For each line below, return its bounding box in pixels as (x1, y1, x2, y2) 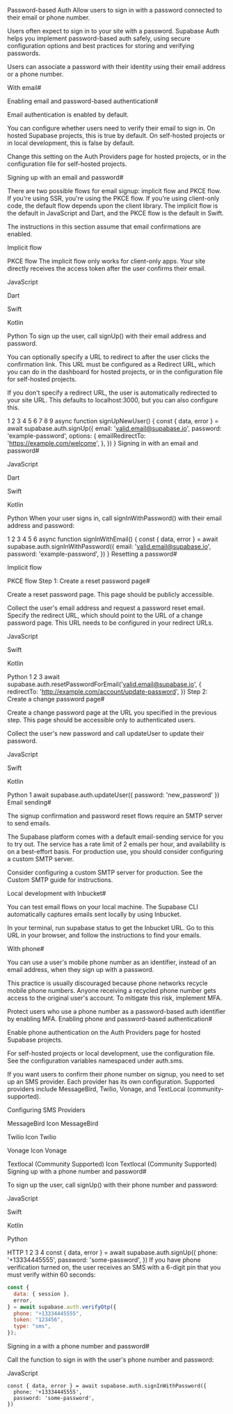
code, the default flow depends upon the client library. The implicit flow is (7, 202, 218, 210)
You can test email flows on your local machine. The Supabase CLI (7, 903, 198, 911)
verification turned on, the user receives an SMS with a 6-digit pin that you (7, 1263, 221, 1271)
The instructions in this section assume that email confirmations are (7, 222, 202, 231)
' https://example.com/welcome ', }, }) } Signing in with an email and (7, 439, 198, 447)
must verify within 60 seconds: (7, 1270, 96, 1279)
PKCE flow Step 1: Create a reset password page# (7, 577, 151, 585)
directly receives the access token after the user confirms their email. (7, 264, 207, 273)
